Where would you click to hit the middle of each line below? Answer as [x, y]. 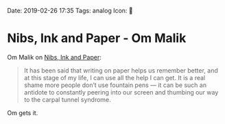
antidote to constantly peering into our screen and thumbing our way [121, 92]
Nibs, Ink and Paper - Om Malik [97, 38]
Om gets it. [23, 112]
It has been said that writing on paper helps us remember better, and [121, 70]
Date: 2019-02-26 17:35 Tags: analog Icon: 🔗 [70, 11]
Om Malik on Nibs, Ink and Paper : [54, 57]
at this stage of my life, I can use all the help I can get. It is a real [115, 77]
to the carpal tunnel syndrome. [67, 99]
